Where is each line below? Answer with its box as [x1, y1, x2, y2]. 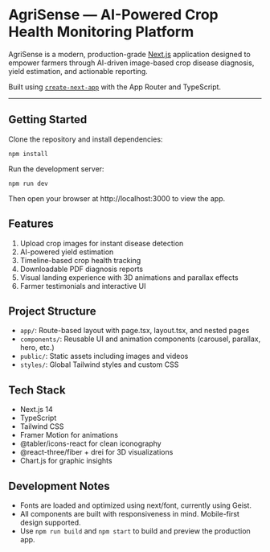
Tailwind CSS [19, 422, 64, 431]
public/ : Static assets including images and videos [19, 352, 189, 361]
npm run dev [8, 179, 48, 187]
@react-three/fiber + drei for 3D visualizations [19, 447, 174, 457]
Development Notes [8, 479, 110, 492]
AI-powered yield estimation [19, 247, 114, 257]
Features [8, 217, 54, 231]
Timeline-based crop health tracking [19, 255, 141, 265]
